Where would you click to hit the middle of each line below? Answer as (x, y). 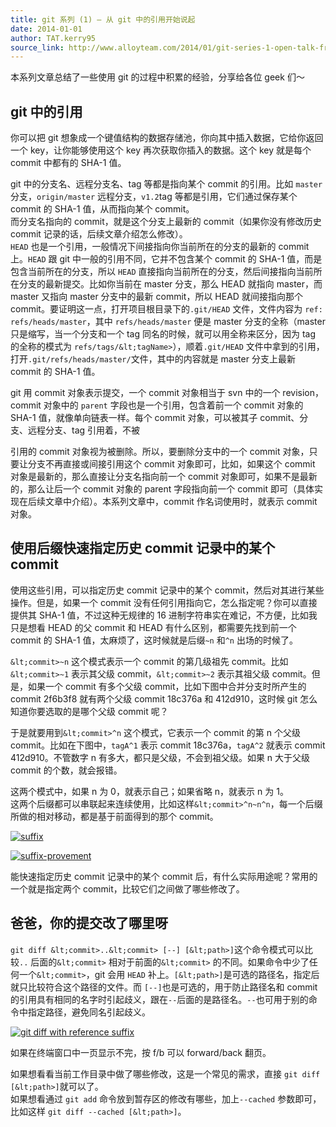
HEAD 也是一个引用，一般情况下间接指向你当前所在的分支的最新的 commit (160, 247)
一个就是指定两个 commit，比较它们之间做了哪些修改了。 (127, 888)
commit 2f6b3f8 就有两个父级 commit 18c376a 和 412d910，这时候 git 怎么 (164, 698)
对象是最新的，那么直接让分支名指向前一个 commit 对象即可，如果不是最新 (164, 477)
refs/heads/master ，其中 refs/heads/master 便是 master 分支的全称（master (168, 322)
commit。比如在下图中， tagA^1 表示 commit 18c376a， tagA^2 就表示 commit (168, 745)
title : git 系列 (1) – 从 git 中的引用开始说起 (103, 19)
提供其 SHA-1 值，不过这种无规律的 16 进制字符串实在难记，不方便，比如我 (164, 615)
